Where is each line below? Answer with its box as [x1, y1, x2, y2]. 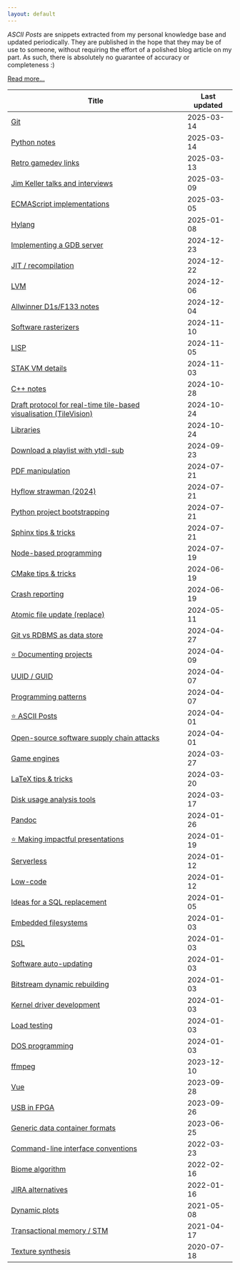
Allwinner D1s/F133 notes [11, 301, 100, 311]
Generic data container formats [11, 1123, 116, 1133]
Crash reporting [11, 589, 64, 599]
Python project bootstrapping [11, 506, 109, 516]
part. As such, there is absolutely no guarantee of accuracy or [7, 53, 190, 61]
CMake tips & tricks [11, 569, 76, 579]
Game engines [11, 753, 60, 763]
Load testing [11, 1020, 54, 1030]
